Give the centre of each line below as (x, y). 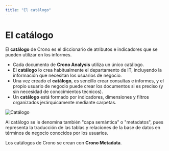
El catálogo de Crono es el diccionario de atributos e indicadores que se (81, 49)
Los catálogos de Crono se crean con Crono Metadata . (64, 142)
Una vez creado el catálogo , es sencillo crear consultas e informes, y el (88, 81)
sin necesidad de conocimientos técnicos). (58, 92)
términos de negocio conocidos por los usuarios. (57, 133)
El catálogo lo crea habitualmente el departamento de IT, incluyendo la (87, 70)
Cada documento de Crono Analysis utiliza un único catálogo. (78, 65)
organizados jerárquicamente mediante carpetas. (64, 102)
